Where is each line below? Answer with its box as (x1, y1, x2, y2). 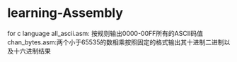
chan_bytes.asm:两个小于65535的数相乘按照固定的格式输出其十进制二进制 (7, 37, 224, 46)
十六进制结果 (13, 46, 51, 55)
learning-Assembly (7, 5, 124, 21)
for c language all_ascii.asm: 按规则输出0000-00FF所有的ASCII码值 (7, 29, 204, 37)
